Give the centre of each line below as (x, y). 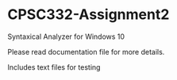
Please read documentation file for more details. (86, 51)
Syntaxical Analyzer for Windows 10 (66, 36)
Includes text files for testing (54, 67)
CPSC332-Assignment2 (88, 15)
